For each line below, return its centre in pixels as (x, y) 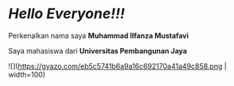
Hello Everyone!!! (67, 14)
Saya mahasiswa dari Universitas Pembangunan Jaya (97, 50)
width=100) (27, 74)
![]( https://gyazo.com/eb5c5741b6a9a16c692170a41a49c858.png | (117, 66)
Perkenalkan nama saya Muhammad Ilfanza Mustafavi (99, 36)
